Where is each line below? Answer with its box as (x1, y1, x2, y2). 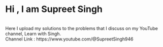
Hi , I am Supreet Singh (5, 3, 103, 15)
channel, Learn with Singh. (5, 30, 61, 36)
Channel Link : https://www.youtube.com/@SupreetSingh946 (5, 36, 134, 42)
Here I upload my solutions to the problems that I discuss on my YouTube (5, 25, 158, 31)
